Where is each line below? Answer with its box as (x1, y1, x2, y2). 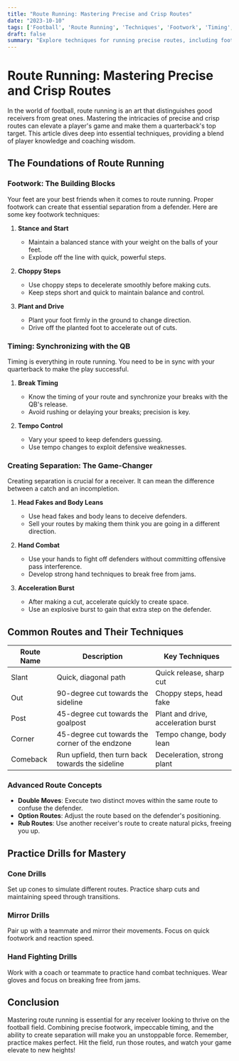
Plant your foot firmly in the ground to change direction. (28, 315, 192, 324)
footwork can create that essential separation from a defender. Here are (7, 203, 218, 211)
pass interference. (28, 563, 83, 571)
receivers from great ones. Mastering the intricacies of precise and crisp (7, 114, 220, 123)
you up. (17, 826, 41, 835)
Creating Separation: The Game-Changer (7, 461, 153, 471)
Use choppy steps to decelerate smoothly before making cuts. (28, 280, 211, 289)
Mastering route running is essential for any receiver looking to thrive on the (7, 1015, 230, 1024)
